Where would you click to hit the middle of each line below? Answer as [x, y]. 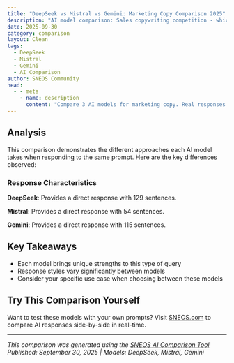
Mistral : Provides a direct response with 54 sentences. [86, 211]
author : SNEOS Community [43, 79]
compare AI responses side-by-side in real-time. [77, 325]
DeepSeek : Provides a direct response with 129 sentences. [92, 198]
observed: [22, 164]
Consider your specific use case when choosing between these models [120, 278]
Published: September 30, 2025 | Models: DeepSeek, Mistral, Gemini [106, 352]
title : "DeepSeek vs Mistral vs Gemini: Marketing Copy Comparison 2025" [117, 14]
